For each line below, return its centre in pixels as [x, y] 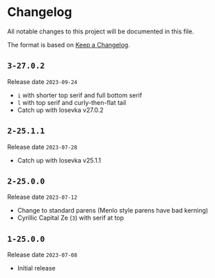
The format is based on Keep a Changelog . [69, 44]
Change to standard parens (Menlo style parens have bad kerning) [113, 211]
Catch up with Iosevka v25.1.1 [59, 160]
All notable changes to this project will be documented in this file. [101, 31]
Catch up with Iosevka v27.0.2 [61, 110]
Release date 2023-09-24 [42, 81]
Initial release [36, 268]
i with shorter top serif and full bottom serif [80, 95]
